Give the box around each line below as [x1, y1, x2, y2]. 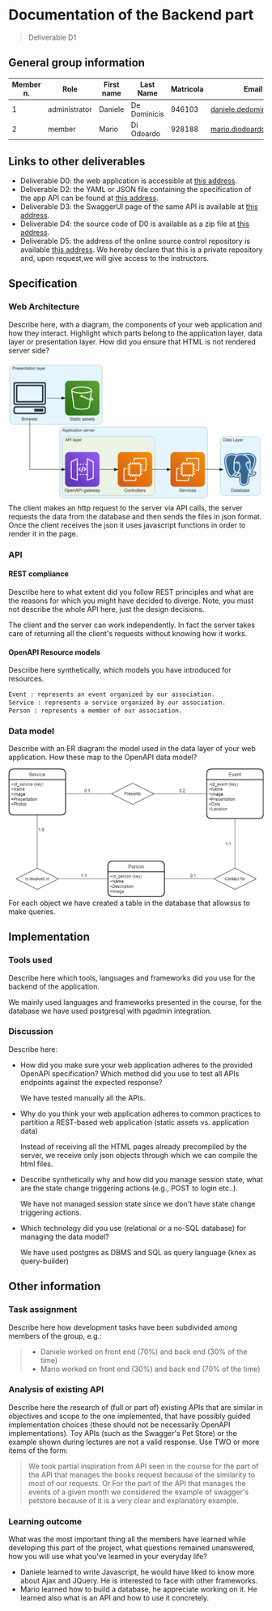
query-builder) [19, 1256, 69, 1266]
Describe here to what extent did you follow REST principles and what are [8, 587, 254, 596]
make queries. [8, 906, 56, 917]
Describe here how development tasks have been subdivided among [8, 1323, 238, 1332]
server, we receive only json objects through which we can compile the [19, 1150, 257, 1160]
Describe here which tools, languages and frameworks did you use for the [8, 972, 256, 982]
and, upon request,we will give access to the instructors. [19, 254, 209, 263]
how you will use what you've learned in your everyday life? [8, 1552, 208, 1562]
